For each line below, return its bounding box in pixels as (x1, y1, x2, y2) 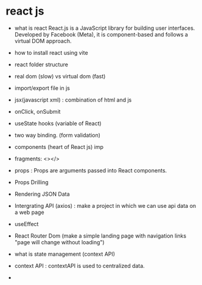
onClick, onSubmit (14, 108, 61, 115)
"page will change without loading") (14, 238, 105, 246)
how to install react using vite (14, 49, 89, 56)
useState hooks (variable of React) (14, 120, 102, 127)
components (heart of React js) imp (14, 143, 104, 150)
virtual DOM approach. (14, 37, 72, 44)
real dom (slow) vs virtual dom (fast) (14, 72, 106, 80)
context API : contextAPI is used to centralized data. (14, 262, 145, 269)
